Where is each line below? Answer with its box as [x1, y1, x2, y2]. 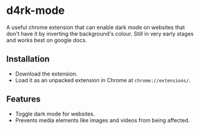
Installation [6, 54, 50, 64]
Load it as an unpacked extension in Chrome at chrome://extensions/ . [15, 76, 191, 83]
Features [6, 94, 41, 105]
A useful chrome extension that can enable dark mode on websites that [6, 24, 185, 31]
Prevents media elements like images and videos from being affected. [15, 116, 190, 124]
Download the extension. [15, 70, 78, 77]
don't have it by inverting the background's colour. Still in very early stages [6, 30, 194, 37]
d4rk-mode [6, 4, 65, 18]
